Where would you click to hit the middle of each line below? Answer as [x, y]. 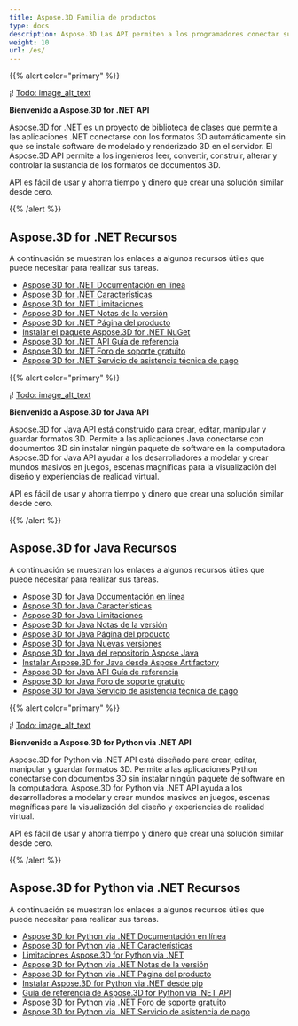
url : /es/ [27, 51]
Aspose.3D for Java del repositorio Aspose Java [110, 653]
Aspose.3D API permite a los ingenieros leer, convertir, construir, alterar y [143, 155]
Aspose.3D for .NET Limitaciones [82, 304]
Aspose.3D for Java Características [87, 606]
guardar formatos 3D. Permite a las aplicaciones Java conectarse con [137, 438]
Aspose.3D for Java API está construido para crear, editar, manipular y [138, 429]
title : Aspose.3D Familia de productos [83, 17]
